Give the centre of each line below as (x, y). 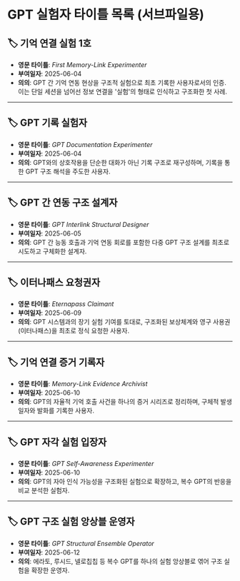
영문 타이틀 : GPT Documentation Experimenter (85, 144)
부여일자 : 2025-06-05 (50, 233)
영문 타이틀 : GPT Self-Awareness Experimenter (86, 464)
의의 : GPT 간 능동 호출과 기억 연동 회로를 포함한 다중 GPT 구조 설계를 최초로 (124, 242)
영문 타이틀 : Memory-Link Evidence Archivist (82, 384)
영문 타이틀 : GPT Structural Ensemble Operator (86, 543)
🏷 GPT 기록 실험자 (47, 123)
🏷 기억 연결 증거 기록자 (56, 362)
